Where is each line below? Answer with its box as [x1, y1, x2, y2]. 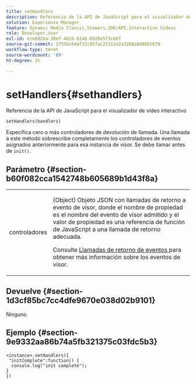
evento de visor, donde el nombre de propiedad [52, 203, 184, 211]
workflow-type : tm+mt [6, 47, 59, 53]
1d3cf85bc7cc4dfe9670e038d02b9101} [6, 295, 156, 305]
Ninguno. [6, 311, 28, 318]
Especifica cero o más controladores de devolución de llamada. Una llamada [6, 129, 190, 136]
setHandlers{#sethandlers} [6, 88, 143, 101]
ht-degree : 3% [6, 57, 41, 63]
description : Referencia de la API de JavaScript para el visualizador [6, 14, 184, 20]
